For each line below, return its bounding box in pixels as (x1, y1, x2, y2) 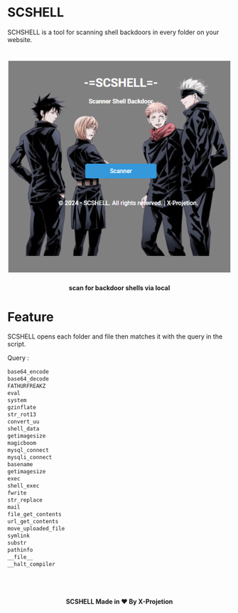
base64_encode (7, 369, 50, 376)
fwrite (7, 490, 27, 497)
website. (7, 35, 33, 43)
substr (7, 540, 27, 547)
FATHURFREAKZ (7, 383, 46, 390)
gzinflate (7, 404, 37, 411)
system (7, 397, 27, 404)
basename (7, 461, 33, 468)
